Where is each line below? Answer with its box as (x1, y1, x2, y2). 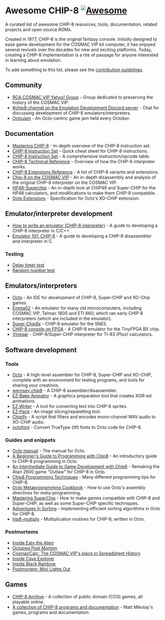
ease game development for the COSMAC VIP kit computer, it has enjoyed (5, 41, 156, 47)
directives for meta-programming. (12, 490, 81, 496)
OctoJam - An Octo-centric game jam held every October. (12, 115, 131, 121)
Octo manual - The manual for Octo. (12, 448, 86, 454)
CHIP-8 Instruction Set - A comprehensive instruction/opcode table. (12, 153, 150, 159)
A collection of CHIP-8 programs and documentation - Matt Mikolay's (12, 604, 153, 610)
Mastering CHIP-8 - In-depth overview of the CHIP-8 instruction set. (12, 142, 151, 148)
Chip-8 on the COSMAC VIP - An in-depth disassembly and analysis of (12, 174, 156, 180)
